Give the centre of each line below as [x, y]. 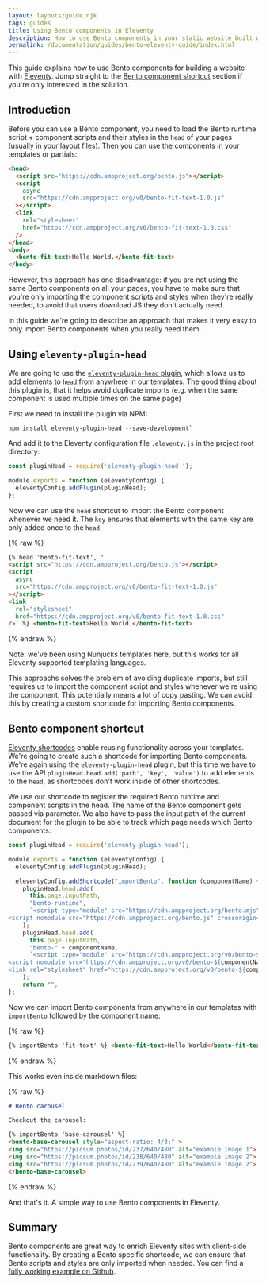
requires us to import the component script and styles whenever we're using [133, 686]
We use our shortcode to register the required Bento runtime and [114, 797]
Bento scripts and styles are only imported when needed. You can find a [126, 1263]
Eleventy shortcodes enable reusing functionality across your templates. [126, 748]
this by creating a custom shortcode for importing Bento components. [122, 703]
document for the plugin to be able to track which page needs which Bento [130, 822]
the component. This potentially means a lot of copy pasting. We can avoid [130, 695]
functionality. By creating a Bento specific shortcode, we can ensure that [127, 1255]
